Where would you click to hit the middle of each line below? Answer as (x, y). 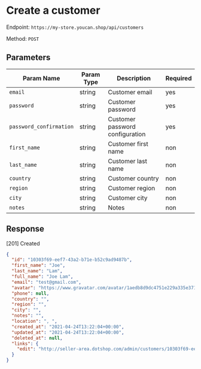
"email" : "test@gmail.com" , (47, 282)
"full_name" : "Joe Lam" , (42, 277)
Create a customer (53, 10)
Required (179, 78)
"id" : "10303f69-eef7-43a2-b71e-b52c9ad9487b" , (72, 260)
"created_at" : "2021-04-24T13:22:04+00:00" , (68, 327)
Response (25, 229)
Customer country (133, 178)
